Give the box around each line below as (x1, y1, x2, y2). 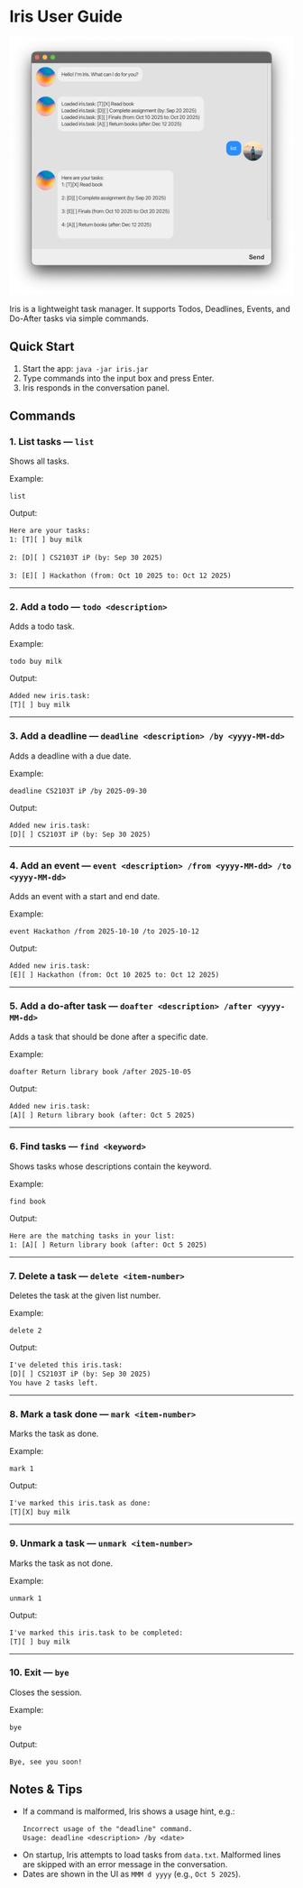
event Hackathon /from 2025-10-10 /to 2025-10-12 (9, 927, 200, 936)
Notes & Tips (9, 1782, 83, 1797)
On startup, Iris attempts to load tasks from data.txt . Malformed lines (22, 1849, 281, 1860)
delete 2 (9, 1326, 42, 1335)
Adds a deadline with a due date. (9, 751, 132, 761)
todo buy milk (9, 657, 63, 667)
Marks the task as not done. (9, 1558, 114, 1569)
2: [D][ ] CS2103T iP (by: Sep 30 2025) (9, 553, 164, 563)
